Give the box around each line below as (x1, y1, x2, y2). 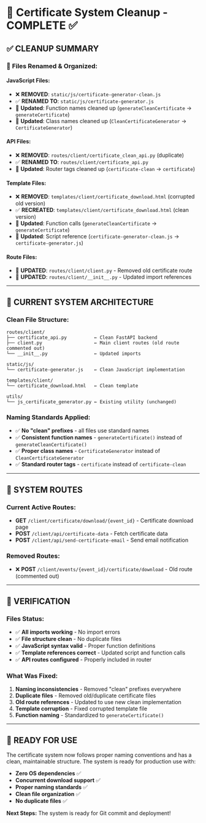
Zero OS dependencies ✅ (15, 770, 82, 777)
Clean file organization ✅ (15, 791, 81, 798)
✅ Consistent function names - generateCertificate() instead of (15, 434, 183, 441)
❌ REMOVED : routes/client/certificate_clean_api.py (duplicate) (15, 151, 185, 159)
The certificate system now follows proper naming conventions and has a (6, 751, 192, 759)
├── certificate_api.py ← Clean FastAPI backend (6, 335, 158, 341)
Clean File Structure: (6, 315, 69, 324)
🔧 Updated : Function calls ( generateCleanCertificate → (15, 220, 158, 227)
